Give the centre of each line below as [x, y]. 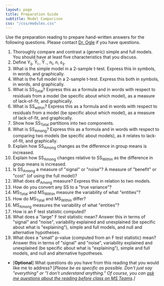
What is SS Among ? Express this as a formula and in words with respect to [86, 130]
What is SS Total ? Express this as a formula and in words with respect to [84, 90]
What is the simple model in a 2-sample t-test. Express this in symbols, [84, 69]
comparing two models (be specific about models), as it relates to [79, 136]
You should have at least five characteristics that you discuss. [75, 57]
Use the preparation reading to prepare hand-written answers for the [75, 37]
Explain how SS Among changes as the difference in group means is [80, 147]
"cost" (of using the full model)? [45, 176]
